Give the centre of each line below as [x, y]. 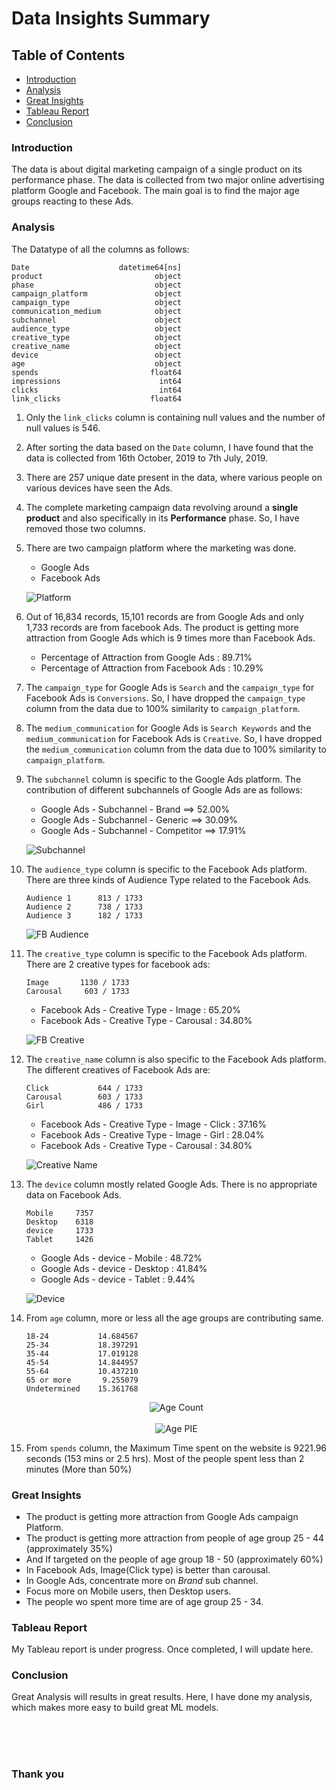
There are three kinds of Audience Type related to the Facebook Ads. [168, 879]
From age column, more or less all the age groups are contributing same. [174, 1318]
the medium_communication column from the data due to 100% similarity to [176, 749]
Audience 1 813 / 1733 [84, 898]
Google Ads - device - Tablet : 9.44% [118, 1279]
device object [97, 355]
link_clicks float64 [97, 398]
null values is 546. [63, 428]
